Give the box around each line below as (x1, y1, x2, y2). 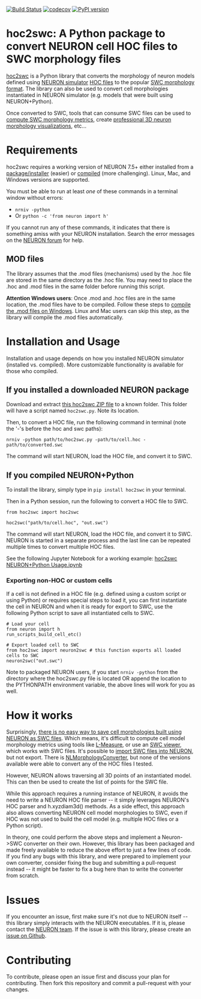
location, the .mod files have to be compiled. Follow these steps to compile (6, 301, 191, 308)
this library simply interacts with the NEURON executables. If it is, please (6, 920, 185, 927)
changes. (6, 986, 29, 993)
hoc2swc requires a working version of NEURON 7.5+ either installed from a (6, 163, 194, 170)
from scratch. (6, 872, 40, 879)
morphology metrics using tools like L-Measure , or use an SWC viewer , (6, 741, 182, 749)
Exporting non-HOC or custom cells (6, 577, 113, 585)
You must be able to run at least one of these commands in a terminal (6, 187, 178, 195)
